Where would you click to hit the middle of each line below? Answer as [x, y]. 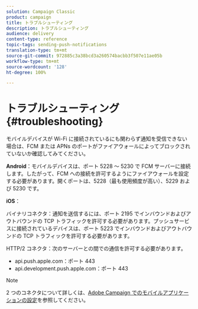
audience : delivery [30, 34]
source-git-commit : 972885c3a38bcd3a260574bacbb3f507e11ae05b [84, 56]
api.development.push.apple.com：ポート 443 [72, 269]
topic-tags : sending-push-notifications [57, 45]
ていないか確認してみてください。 [48, 154]
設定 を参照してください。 [58, 300]
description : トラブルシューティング [48, 28]
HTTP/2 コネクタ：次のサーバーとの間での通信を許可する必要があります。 [96, 249]
